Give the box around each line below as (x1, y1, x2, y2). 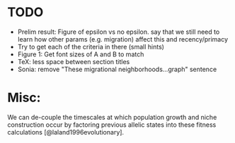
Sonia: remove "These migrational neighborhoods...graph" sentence (17, 65, 217, 73)
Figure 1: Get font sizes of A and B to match (17, 50, 144, 58)
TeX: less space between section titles (17, 57, 130, 66)
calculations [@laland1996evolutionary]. (7, 128, 125, 136)
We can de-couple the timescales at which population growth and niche (7, 113, 217, 121)
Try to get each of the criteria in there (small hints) (17, 42, 165, 51)
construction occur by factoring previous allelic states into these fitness (7, 120, 217, 129)
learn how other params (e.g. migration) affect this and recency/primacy (17, 35, 229, 43)
